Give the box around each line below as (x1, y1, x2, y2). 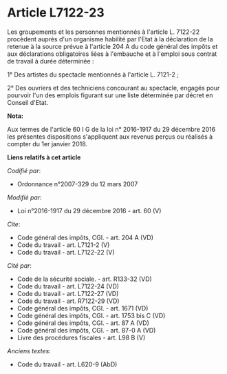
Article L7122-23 (7, 5, 105, 21)
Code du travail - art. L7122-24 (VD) (17, 282, 119, 291)
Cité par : (7, 261, 32, 270)
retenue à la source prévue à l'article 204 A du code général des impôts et (7, 42, 218, 50)
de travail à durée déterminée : (7, 57, 94, 65)
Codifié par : (7, 166, 41, 175)
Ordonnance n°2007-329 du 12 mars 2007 (17, 179, 138, 188)
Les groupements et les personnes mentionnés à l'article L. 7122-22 (7, 28, 200, 36)
